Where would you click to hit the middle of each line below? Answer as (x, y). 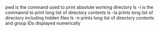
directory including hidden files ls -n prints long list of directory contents (80, 18)
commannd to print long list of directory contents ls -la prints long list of (79, 12)
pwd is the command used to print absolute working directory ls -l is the (79, 7)
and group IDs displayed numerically (43, 23)
